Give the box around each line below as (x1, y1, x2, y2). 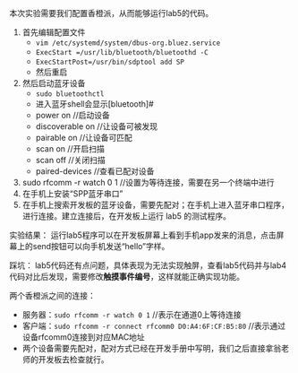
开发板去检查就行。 (38, 354, 109, 365)
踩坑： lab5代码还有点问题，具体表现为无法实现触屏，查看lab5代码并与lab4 (9, 260, 287, 271)
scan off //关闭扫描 (35, 155, 106, 165)
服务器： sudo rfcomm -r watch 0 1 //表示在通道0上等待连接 (21, 309, 242, 320)
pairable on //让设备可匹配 (35, 133, 132, 143)
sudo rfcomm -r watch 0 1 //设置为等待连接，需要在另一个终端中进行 (21, 178, 275, 187)
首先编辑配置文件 (21, 27, 86, 38)
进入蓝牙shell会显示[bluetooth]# (35, 99, 154, 109)
